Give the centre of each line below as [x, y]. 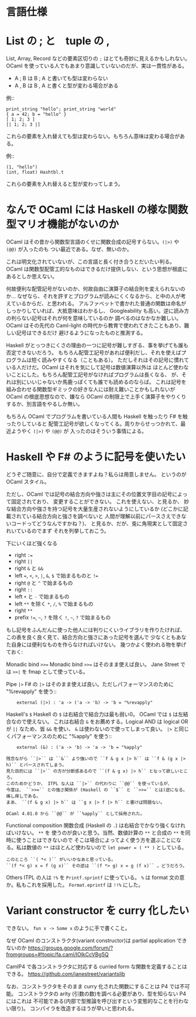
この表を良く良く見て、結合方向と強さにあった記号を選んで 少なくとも [91, 637]
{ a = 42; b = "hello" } [36, 114]
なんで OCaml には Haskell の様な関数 [97, 210]
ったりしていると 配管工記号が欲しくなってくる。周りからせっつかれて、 [93, 424]
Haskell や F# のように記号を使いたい [96, 457]
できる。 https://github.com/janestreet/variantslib [66, 974]
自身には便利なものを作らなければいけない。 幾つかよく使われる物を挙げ [99, 644]
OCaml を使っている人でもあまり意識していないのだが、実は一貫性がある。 [97, 66]
